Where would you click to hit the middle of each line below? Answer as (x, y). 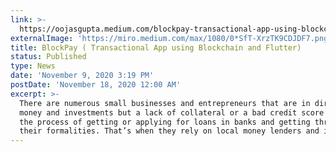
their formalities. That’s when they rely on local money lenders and (169, 131)
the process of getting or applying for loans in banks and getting (165, 122)
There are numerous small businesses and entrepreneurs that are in (165, 103)
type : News (33, 66)
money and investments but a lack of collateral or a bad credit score (172, 112)
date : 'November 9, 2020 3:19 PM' (82, 76)
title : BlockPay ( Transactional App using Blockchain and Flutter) (156, 47)
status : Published (48, 57)
